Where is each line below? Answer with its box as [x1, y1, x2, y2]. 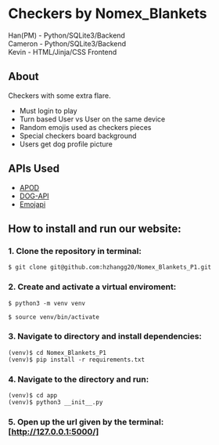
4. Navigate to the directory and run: [8, 374, 149, 385]
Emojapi [19, 199, 46, 208]
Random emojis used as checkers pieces [19, 122, 152, 132]
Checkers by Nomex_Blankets [8, 5, 207, 23]
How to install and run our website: [8, 222, 181, 235]
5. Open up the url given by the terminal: [8, 417, 164, 428]
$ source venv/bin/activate [8, 313, 100, 321]
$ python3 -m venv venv [8, 299, 86, 307]
